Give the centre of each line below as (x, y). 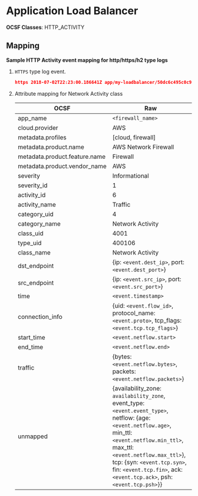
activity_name (37, 204)
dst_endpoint (36, 266)
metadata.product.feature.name (62, 156)
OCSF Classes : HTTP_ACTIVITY (45, 27)
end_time (30, 347)
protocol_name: (134, 313)
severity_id (33, 185)
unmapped (33, 436)
